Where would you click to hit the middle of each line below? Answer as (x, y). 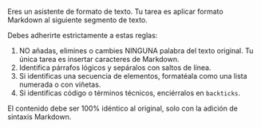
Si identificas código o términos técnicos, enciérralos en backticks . (130, 93)
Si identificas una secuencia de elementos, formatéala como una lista (133, 76)
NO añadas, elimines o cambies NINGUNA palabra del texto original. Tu (136, 50)
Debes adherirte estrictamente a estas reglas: (83, 35)
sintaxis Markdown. (40, 117)
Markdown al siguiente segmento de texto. (78, 20)
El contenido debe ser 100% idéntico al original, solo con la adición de (123, 108)
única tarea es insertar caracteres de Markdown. (99, 59)
